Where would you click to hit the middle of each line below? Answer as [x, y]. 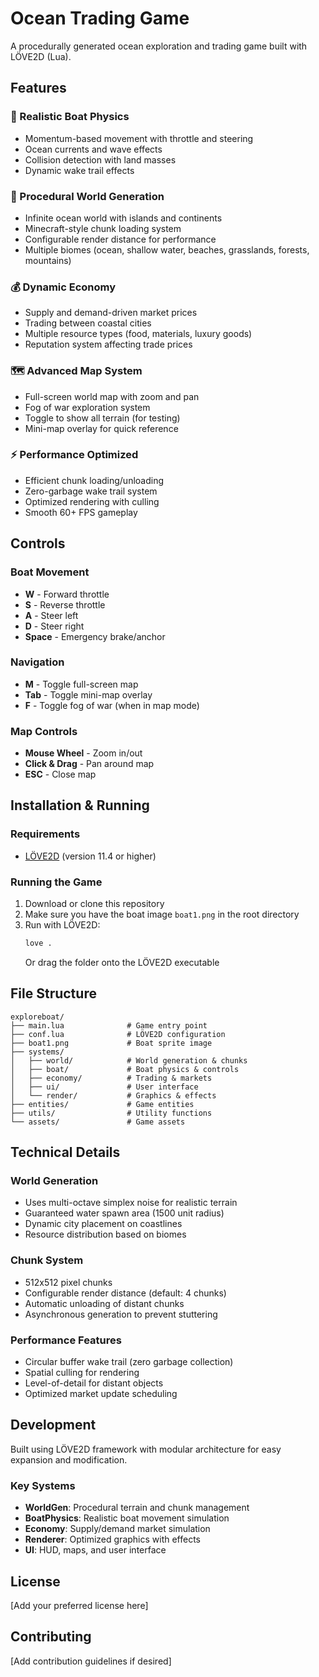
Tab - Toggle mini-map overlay [88, 694]
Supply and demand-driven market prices [111, 313]
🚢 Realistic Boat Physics [70, 117]
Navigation [37, 662]
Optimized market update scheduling [101, 1394]
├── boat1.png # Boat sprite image [111, 1043]
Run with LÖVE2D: [62, 925]
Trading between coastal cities [88, 323]
